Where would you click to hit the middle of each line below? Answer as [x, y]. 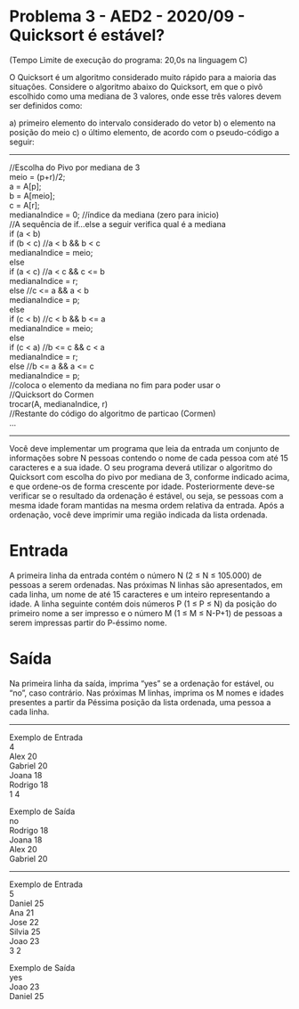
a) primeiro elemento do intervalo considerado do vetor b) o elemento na [142, 123]
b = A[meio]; [32, 195]
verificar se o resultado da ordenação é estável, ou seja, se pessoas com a [146, 495]
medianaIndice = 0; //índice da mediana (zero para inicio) [114, 215]
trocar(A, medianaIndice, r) [59, 403]
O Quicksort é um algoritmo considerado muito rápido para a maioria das [143, 77]
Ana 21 [21, 912]
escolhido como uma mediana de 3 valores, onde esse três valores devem [145, 96]
